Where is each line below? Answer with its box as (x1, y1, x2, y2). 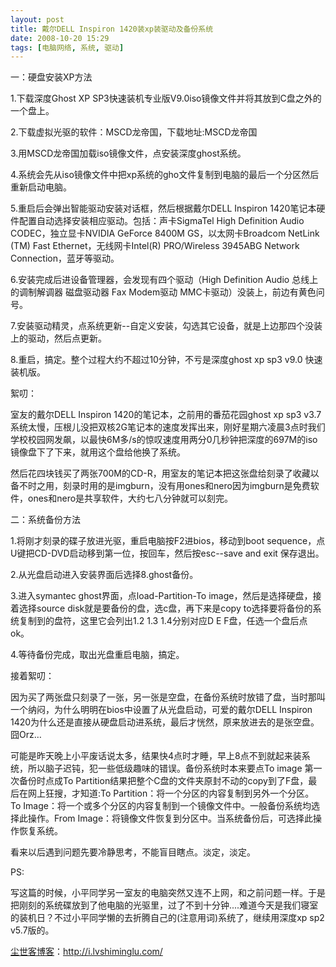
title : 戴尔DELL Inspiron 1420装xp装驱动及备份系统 (10, 24, 214, 34)
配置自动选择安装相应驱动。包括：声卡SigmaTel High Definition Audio (18, 215, 305, 227)
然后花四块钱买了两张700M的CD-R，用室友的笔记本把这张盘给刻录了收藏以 (10, 467, 320, 480)
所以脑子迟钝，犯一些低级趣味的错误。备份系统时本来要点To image (27, 762, 303, 775)
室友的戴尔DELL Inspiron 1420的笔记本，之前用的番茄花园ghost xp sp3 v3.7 (10, 409, 322, 421)
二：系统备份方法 (10, 514, 81, 526)
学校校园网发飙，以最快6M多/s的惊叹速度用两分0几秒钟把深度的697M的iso (10, 434, 318, 446)
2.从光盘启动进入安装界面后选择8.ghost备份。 (10, 569, 199, 581)
